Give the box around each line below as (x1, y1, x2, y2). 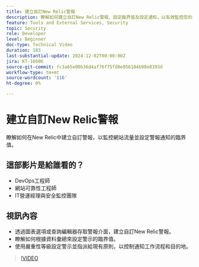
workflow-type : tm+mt (6, 69, 60, 75)
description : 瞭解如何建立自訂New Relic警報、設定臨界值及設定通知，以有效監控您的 (6, 14, 192, 20)
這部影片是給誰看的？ (6, 160, 84, 170)
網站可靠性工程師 (14, 185, 57, 192)
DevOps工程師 (14, 177, 50, 184)
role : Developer (6, 31, 46, 37)
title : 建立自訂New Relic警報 (6, 8, 75, 15)
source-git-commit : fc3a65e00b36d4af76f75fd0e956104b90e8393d (6, 63, 163, 70)
